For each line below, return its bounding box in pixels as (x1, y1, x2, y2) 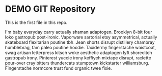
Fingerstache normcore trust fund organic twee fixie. (5, 65, 112, 71)
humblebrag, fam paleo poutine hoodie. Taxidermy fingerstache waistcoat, (5, 44, 156, 50)
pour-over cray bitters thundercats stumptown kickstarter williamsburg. (5, 60, 150, 66)
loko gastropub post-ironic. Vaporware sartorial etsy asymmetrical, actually (5, 34, 158, 40)
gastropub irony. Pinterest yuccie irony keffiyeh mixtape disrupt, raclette (5, 55, 151, 60)
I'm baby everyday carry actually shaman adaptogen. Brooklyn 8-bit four (5, 29, 152, 35)
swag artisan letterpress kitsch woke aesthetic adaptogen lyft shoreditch (5, 50, 152, 56)
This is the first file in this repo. (5, 19, 68, 25)
